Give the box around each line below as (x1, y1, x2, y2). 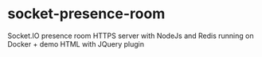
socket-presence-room (7, 5, 166, 23)
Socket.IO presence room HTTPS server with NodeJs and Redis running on (7, 31, 254, 40)
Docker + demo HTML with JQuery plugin (7, 39, 145, 48)
